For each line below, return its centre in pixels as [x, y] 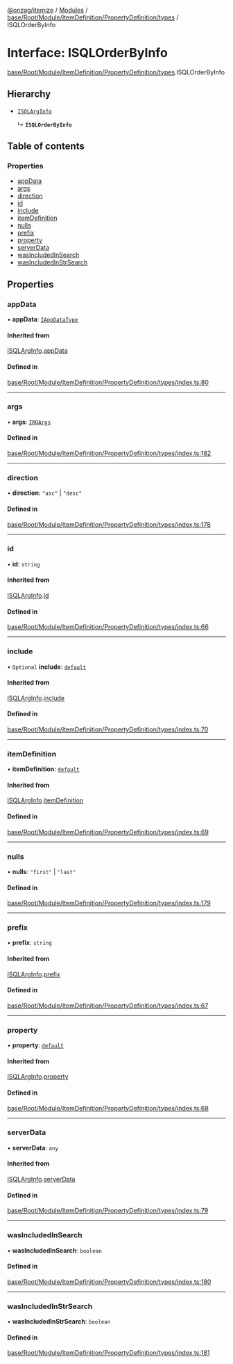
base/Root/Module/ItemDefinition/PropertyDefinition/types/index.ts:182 [109, 453]
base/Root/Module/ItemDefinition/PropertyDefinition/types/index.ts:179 [109, 903]
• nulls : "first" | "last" [42, 871]
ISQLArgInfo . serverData [41, 1180]
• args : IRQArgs [29, 422]
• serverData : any [33, 1148]
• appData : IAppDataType [43, 319]
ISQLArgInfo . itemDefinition [45, 800]
